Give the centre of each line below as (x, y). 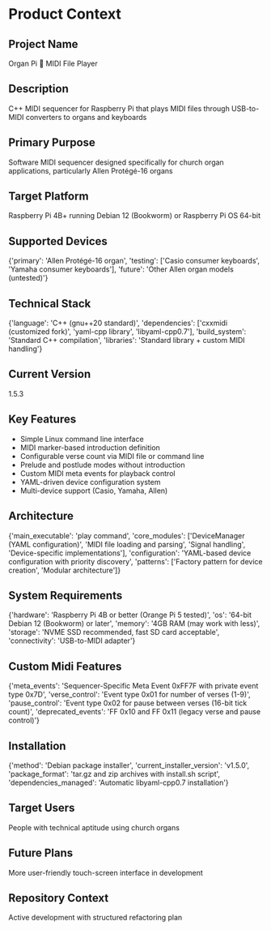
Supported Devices (58, 241)
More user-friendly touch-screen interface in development (106, 872)
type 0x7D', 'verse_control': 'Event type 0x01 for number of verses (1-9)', (129, 695)
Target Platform (49, 197)
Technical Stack (50, 304)
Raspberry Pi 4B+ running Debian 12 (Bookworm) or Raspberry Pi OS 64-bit (135, 216)
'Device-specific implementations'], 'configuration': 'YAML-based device (130, 553)
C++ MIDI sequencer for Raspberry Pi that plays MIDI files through (119, 108)
